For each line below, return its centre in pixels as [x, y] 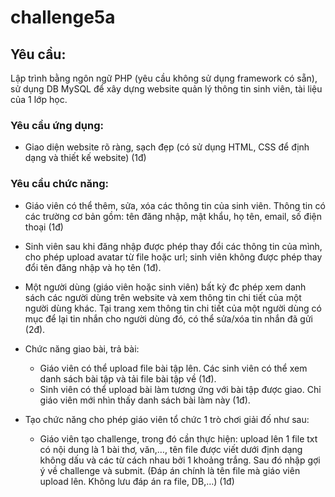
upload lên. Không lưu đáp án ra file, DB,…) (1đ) [137, 481]
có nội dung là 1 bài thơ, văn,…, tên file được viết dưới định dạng [171, 449]
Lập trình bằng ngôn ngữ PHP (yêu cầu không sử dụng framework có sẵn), [164, 78]
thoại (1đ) [44, 227]
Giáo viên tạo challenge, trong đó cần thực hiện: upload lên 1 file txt [178, 438]
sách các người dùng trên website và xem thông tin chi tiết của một [163, 297]
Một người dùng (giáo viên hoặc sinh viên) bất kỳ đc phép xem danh [165, 287]
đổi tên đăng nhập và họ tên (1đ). [93, 267]
